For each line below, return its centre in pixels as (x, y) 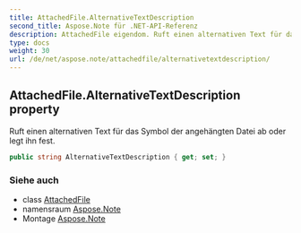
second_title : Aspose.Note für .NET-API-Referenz (104, 26)
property (34, 110)
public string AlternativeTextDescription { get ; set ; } (118, 157)
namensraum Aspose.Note (71, 209)
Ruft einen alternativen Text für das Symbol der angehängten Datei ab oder (148, 131)
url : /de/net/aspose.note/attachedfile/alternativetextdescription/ (140, 59)
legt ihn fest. (32, 141)
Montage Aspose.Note (64, 218)
